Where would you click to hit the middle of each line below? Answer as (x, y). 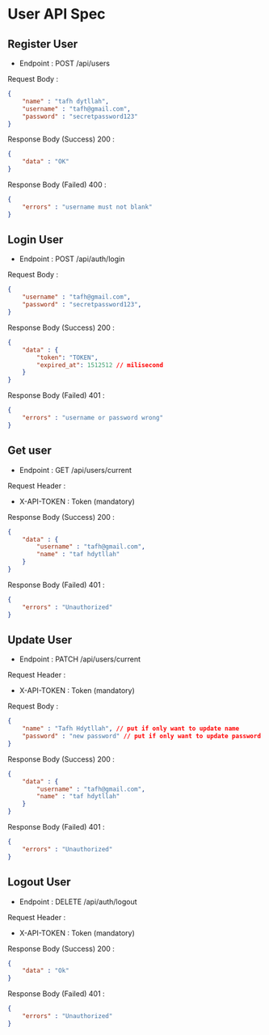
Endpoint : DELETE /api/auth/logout (78, 902)
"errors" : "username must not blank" (87, 207)
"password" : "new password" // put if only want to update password (142, 737)
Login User (36, 240)
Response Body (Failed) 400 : (57, 184)
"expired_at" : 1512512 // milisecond (100, 365)
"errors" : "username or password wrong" (92, 418)
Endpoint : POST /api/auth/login (72, 259)
